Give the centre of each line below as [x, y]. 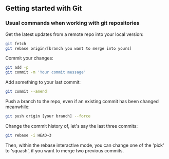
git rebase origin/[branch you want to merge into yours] [69, 48]
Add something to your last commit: [43, 82]
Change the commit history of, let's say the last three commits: [72, 126]
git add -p [17, 68]
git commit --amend [26, 92]
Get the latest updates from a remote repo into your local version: [74, 34]
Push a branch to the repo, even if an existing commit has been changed [82, 102]
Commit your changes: [30, 58]
